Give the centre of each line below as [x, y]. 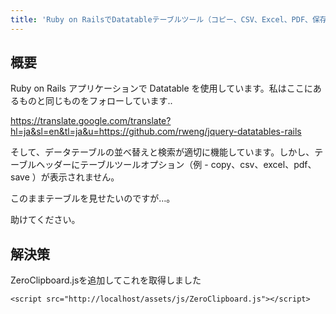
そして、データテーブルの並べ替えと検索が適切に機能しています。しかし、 [162, 152]
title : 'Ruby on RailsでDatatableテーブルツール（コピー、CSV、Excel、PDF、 [161, 19]
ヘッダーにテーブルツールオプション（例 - [122, 165]
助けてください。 [45, 220]
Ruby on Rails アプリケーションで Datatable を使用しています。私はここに [161, 88]
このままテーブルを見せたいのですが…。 [93, 198]
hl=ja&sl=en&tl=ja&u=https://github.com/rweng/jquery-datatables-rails [156, 132]
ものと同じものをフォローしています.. [95, 101]
